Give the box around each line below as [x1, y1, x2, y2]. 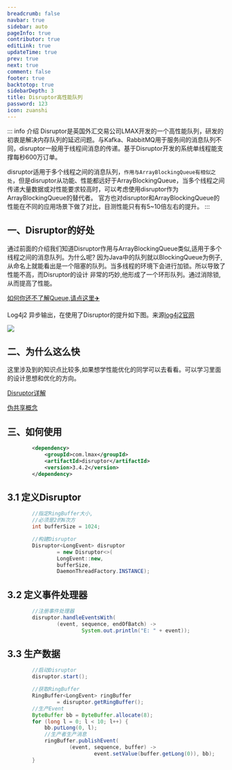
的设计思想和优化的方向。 [7, 374, 80, 382]
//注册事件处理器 [32, 608, 75, 615]
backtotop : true [7, 81, 54, 88]
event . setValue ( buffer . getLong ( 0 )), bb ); [93, 750, 215, 757]
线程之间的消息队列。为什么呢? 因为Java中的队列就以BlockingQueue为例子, [7, 253, 223, 261]
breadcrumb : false [7, 10, 60, 17]
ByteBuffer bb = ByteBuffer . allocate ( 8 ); [32, 712, 154, 719]
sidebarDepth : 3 [7, 87, 54, 94]
